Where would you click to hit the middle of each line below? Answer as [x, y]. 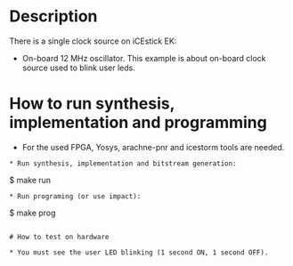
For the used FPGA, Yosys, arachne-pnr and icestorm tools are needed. [153, 147]
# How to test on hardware [59, 237]
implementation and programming [138, 123]
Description [53, 16]
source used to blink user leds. [78, 68]
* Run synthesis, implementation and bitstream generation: [123, 163]
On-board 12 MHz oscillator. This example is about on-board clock [144, 58]
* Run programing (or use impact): [75, 196]
